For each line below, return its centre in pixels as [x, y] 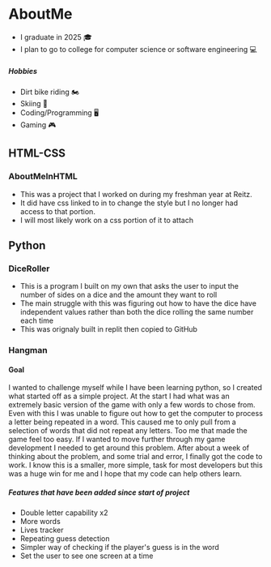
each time [37, 320]
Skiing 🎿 [34, 103]
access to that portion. [57, 211]
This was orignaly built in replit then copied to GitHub [109, 329]
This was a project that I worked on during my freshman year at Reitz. [136, 194]
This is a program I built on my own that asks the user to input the [129, 286]
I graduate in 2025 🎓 [56, 37]
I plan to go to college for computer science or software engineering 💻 [138, 49]
